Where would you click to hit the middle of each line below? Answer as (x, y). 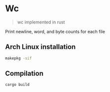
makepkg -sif (18, 58)
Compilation (24, 74)
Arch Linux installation (40, 47)
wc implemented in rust (41, 22)
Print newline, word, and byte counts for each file (55, 31)
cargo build (17, 85)
